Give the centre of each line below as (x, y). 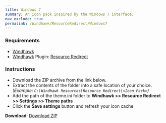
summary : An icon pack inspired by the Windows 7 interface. (70, 14)
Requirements (23, 41)
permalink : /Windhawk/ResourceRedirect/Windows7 (56, 23)
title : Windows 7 (23, 10)
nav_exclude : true (24, 19)
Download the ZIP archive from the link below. (59, 80)
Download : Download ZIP (31, 116)
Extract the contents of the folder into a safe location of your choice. (82, 85)
